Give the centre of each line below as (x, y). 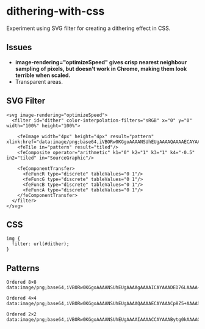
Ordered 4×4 (21, 298)
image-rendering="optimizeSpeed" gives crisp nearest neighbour (101, 62)
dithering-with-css (56, 11)
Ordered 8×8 (21, 283)
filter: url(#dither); (41, 244)
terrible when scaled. (43, 75)
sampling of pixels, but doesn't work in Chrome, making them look (101, 68)
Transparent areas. (39, 81)
